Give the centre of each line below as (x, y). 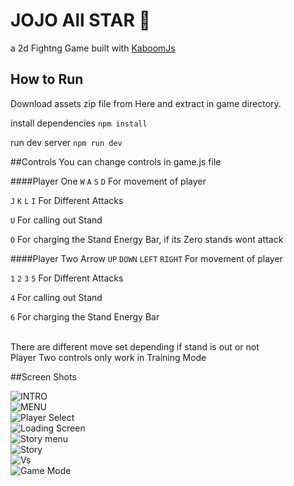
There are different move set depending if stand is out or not (135, 346)
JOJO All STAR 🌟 (80, 20)
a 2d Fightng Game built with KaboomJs (93, 48)
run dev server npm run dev (66, 142)
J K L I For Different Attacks (67, 200)
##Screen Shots (43, 376)
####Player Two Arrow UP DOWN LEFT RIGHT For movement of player (146, 258)
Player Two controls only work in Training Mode (108, 357)
